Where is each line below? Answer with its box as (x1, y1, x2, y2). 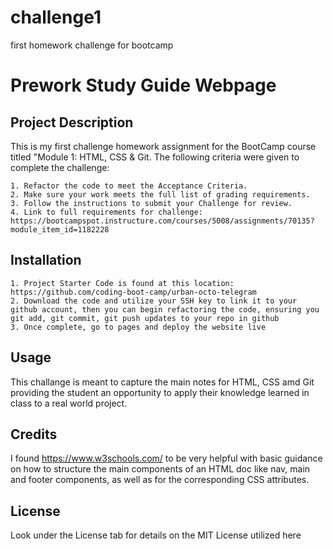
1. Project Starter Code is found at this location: (10, 278, 235, 288)
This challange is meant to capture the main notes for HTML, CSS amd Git (10, 376, 315, 388)
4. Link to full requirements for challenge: (10, 207, 203, 217)
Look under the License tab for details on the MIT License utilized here (10, 529, 302, 541)
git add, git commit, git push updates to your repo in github (10, 313, 280, 323)
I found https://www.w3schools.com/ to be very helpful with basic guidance (10, 452, 323, 465)
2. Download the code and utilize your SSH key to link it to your (10, 296, 298, 306)
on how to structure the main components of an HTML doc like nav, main (10, 463, 311, 475)
